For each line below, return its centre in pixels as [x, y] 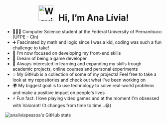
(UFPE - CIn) [25, 37]
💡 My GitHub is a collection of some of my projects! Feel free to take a [84, 74]
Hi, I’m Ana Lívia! [93, 18]
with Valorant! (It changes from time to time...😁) [62, 105]
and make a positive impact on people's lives [59, 93]
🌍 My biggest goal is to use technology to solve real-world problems [83, 85]
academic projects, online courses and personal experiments [75, 69]
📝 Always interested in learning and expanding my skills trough [77, 63]
